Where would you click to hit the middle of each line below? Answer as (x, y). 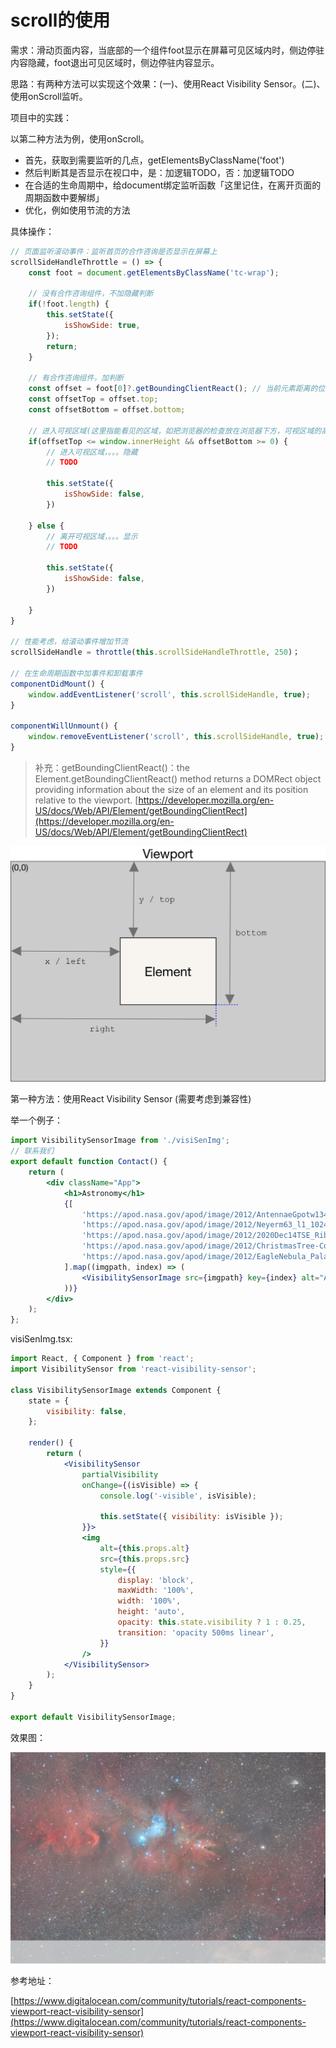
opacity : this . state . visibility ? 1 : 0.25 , (212, 1622)
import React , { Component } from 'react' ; (102, 1359)
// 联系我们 (32, 1151)
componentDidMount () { (57, 684)
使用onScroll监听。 (49, 96)
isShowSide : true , (102, 326)
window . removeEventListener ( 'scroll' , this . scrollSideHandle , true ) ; (176, 737)
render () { (51, 1443)
